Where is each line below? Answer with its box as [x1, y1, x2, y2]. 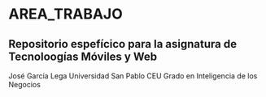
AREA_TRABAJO [8, 5, 124, 23]
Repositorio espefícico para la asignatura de [8, 37, 238, 51]
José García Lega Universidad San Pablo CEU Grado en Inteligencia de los [8, 71, 258, 81]
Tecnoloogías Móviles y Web [8, 49, 157, 63]
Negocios [8, 80, 41, 89]
